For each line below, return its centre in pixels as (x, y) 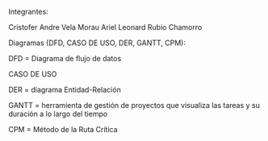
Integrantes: (28, 12)
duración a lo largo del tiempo (58, 114)
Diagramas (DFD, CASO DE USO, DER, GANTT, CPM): (97, 43)
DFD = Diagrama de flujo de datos (65, 58)
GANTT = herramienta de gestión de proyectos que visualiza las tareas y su (134, 105)
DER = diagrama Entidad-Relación (65, 89)
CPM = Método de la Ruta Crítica (63, 129)
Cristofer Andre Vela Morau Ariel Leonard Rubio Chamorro (105, 27)
